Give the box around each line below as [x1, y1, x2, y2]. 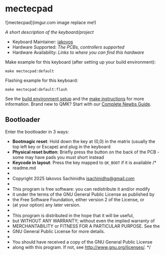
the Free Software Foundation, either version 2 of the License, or [12, 196, 145, 202]
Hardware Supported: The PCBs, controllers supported [12, 44, 125, 50]
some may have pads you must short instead [12, 154, 104, 160]
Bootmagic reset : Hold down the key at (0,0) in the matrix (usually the [12, 138, 156, 144]
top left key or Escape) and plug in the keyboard [12, 143, 110, 149]
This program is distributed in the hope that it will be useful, [12, 212, 134, 218]
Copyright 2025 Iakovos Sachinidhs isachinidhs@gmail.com [12, 175, 135, 181]
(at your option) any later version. [12, 202, 81, 208]
